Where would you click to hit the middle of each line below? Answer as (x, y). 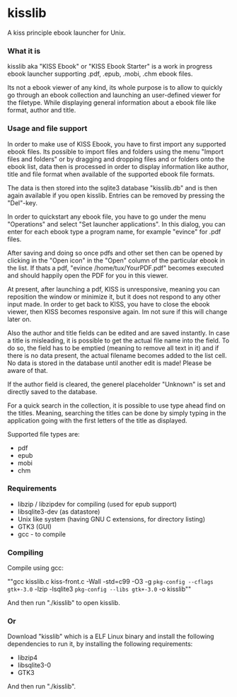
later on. (19, 319)
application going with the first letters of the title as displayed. (97, 420)
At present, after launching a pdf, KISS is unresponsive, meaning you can (114, 289)
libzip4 (27, 658)
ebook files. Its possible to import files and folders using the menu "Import (116, 151)
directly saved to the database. (52, 391)
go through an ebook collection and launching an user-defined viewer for (114, 95)
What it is (24, 51)
